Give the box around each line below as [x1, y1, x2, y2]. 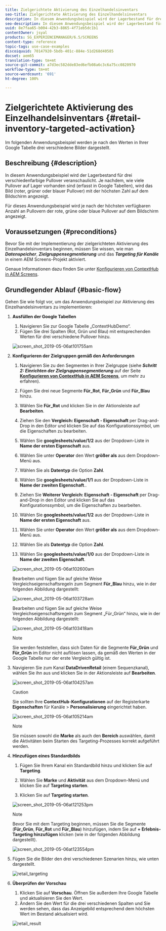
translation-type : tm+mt [5, 58, 56, 63]
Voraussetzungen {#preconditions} [5, 227, 117, 236]
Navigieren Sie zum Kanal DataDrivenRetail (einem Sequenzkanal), [12, 665, 150, 671]
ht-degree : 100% [5, 76, 39, 81]
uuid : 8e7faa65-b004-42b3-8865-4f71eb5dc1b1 [5, 26, 98, 31]
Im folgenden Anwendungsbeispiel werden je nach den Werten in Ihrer [5, 139, 149, 145]
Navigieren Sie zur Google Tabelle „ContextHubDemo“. [19, 323, 131, 329]
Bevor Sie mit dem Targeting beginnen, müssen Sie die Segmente [12, 821, 146, 827]
